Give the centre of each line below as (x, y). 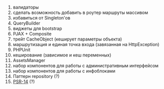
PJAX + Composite (32, 34)
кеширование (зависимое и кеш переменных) (62, 55)
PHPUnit (21, 50)
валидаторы (26, 7)
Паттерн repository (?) (36, 76)
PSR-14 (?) (24, 81)
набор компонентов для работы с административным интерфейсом (86, 65)
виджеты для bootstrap (37, 28)
